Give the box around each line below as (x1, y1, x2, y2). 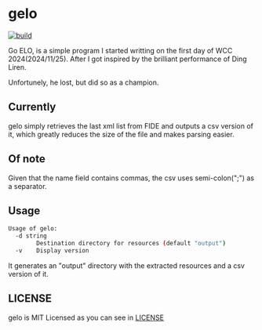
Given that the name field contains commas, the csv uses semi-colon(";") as (8, 173, 255, 183)
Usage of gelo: (8, 225, 58, 233)
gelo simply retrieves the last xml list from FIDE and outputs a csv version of (8, 121, 253, 130)
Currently (8, 100, 56, 114)
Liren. (8, 62, 27, 71)
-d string (15, 232, 47, 240)
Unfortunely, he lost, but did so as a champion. (8, 78, 159, 87)
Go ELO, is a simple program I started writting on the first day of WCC (8, 45, 233, 55)
